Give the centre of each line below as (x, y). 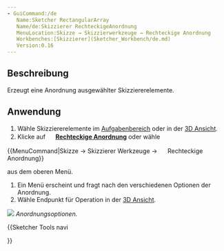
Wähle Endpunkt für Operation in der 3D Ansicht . (86, 199)
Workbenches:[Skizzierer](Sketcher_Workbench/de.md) (93, 39)
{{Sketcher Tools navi (38, 227)
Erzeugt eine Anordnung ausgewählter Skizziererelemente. (91, 90)
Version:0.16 (35, 46)
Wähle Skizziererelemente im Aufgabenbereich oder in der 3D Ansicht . (118, 128)
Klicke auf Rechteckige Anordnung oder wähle (89, 137)
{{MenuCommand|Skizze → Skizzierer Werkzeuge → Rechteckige (105, 151)
